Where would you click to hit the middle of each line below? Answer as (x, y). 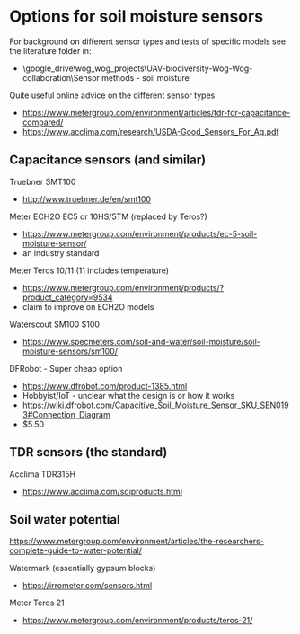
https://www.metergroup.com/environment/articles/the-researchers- (137, 542)
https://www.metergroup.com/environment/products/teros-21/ (137, 621)
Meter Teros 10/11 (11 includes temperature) (89, 270)
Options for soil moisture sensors (136, 17)
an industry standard (61, 252)
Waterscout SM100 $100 (55, 324)
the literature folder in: (50, 50)
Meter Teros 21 (37, 603)
